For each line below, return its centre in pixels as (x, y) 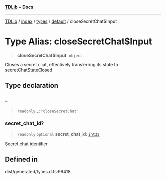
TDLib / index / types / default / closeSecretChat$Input (61, 21)
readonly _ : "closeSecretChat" (48, 111)
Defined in (21, 159)
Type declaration (32, 86)
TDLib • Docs (19, 7)
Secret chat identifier (26, 144)
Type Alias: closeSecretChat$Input (79, 41)
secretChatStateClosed (29, 70)
